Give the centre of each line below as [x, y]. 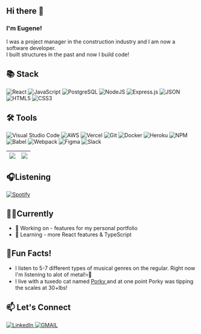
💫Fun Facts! [29, 253]
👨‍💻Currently [30, 214]
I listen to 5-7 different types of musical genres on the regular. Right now [105, 268]
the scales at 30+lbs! [41, 287]
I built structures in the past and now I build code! [68, 54]
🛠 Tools [22, 117]
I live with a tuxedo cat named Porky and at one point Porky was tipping [104, 281]
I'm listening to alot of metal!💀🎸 [53, 274]
